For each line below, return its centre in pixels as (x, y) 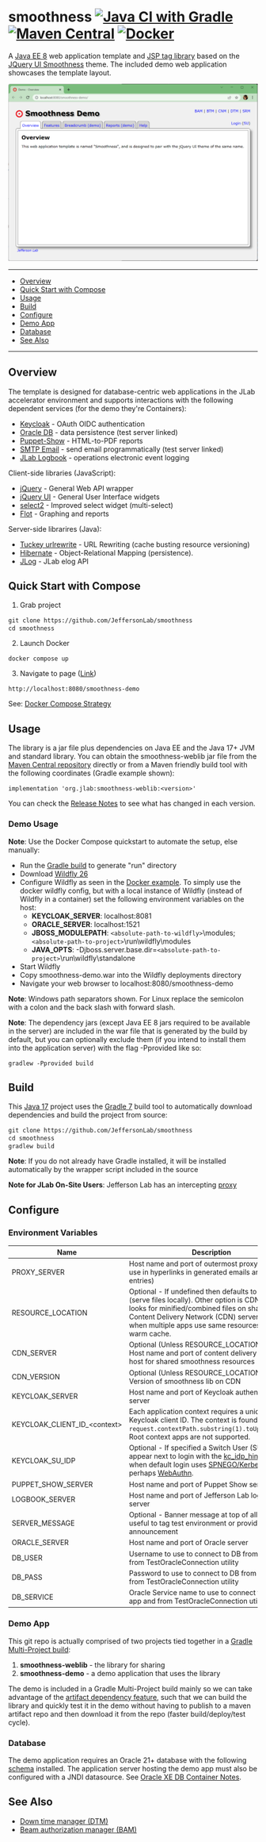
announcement (154, 1531)
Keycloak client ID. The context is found (194, 1420)
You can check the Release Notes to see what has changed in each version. (132, 804)
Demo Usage (34, 824)
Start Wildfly (40, 966)
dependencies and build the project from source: (88, 1115)
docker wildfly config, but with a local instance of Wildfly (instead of (131, 890)
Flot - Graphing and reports (64, 513)
